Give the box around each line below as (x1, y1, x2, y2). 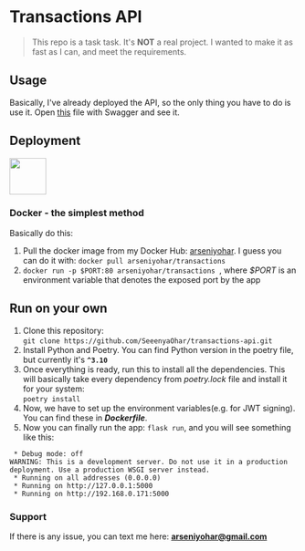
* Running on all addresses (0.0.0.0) (13, 473, 162, 483)
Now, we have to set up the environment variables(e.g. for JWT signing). (22, 402, 296, 413)
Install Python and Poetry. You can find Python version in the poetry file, (22, 344, 294, 355)
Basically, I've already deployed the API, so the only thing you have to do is (9, 97, 291, 108)
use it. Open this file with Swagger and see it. (9, 107, 180, 118)
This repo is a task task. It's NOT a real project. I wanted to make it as (31, 36, 294, 47)
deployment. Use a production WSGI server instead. (9, 465, 210, 474)
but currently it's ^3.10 (22, 354, 108, 365)
